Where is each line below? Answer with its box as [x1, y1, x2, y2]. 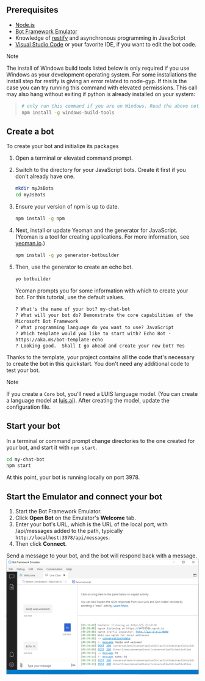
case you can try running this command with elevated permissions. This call [6, 84, 197, 91]
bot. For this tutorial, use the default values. [15, 293, 125, 300]
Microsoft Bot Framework [15, 318, 79, 324]
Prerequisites [6, 5, 59, 15]
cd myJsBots [15, 192, 46, 198]
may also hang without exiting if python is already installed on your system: [6, 90, 195, 97]
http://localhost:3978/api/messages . [15, 534, 110, 541]
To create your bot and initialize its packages [6, 143, 119, 150]
